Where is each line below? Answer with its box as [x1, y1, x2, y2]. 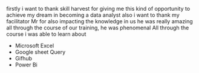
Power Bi [15, 61, 38, 68]
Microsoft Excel [15, 42, 54, 49]
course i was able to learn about [6, 31, 86, 38]
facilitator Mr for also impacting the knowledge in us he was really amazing [6, 18, 194, 25]
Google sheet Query [15, 48, 66, 56]
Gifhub [15, 55, 32, 62]
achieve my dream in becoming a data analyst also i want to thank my [6, 11, 180, 19]
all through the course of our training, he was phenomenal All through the [6, 24, 189, 31]
